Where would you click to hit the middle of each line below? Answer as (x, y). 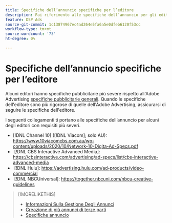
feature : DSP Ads (24, 19)
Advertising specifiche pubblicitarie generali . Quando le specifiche (76, 99)
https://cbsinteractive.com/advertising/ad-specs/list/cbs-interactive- (85, 157)
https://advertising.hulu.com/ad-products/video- (93, 168)
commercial (25, 173)
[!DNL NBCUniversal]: (37, 179)
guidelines (24, 184)
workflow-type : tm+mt (28, 29)
